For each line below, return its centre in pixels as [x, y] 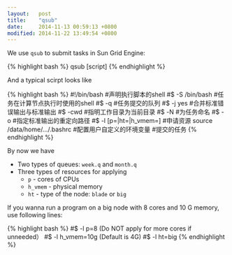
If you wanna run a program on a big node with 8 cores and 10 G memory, [113, 207]
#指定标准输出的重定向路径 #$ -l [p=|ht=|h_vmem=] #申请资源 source [113, 121]
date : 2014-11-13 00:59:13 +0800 [62, 27]
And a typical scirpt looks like [50, 80]
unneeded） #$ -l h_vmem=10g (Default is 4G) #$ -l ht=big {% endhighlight [116, 237]
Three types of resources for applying [72, 172]
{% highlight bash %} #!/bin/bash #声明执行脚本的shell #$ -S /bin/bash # [113, 94]
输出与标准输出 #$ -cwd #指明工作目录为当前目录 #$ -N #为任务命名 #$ [116, 112]
